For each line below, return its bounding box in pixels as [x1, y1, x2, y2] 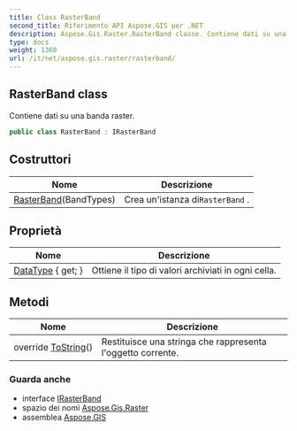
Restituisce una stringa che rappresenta [101, 335, 267, 348]
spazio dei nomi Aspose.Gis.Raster [21, 403, 148, 413]
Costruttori [9, 152, 72, 167]
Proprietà [9, 223, 62, 238]
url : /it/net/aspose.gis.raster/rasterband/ [9, 54, 176, 63]
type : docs [9, 37, 49, 47]
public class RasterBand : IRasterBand [9, 127, 156, 136]
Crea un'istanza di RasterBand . [124, 193, 250, 205]
